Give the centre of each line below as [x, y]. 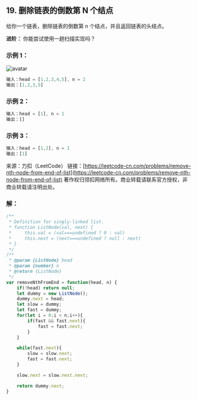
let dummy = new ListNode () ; [52, 293]
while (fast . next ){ [39, 348]
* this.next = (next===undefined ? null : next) [75, 238]
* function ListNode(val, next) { [51, 227]
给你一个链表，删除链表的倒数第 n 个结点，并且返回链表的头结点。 [87, 26]
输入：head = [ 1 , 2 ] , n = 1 [38, 149]
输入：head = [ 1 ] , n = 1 [35, 114]
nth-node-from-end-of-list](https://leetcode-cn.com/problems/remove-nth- [98, 172]
